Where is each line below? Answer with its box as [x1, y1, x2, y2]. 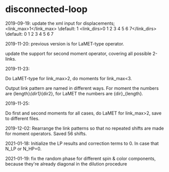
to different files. [5, 115, 39, 122]
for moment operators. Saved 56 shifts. [5, 130, 87, 137]
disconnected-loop [5, 4, 88, 15]
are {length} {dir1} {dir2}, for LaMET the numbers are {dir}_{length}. [5, 90, 143, 96]
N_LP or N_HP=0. [5, 145, 42, 152]
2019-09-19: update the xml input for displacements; [5, 20, 115, 26]
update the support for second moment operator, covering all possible [5, 50, 152, 56]
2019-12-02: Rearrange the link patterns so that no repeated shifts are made [5, 125, 164, 131]
